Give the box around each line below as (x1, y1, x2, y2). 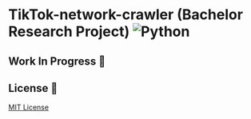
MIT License (8, 102, 50, 113)
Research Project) (8, 22, 130, 41)
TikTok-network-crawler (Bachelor (8, 6, 244, 24)
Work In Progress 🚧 (8, 54, 106, 68)
